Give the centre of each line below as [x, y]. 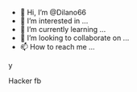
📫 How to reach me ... [57, 47]
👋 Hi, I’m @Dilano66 [53, 12]
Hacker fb [25, 81]
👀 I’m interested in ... [54, 21]
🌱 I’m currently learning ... [63, 29]
